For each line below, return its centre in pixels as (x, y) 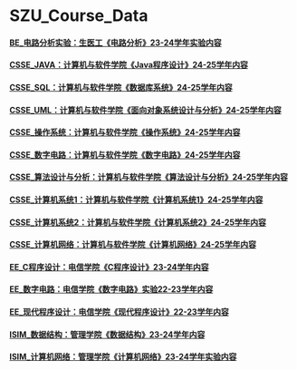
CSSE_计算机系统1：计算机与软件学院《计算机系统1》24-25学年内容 (136, 200)
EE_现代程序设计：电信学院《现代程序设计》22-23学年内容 (119, 312)
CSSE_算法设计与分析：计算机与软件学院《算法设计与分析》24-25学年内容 (148, 177)
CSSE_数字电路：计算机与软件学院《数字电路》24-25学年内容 (125, 154)
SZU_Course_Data (79, 16)
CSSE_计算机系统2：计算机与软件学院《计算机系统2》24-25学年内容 (138, 222)
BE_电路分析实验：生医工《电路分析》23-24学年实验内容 (115, 43)
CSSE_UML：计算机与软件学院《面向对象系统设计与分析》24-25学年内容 (146, 110)
